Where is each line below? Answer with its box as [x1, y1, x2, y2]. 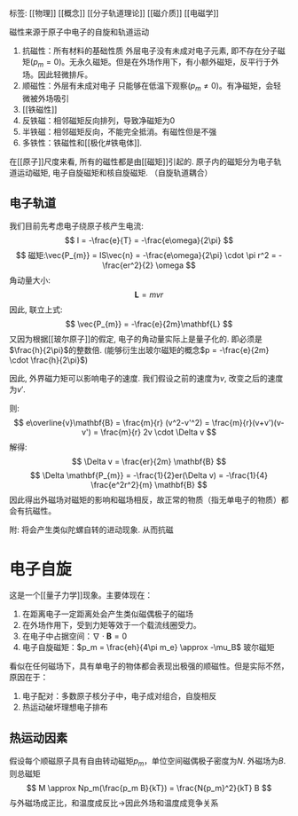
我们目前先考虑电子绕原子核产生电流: [9, 221, 145, 231]
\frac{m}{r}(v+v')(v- [211, 418, 285, 428]
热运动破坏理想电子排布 [21, 702, 108, 712]
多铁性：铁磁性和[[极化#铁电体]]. [21, 137, 143, 148]
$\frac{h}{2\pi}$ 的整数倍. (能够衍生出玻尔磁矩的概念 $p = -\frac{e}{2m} [9, 345, 270, 356]
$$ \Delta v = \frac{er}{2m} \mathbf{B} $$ [71, 456, 227, 467]
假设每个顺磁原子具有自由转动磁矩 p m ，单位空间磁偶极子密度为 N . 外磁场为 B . [9, 756, 286, 768]
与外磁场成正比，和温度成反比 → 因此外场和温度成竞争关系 [9, 797, 219, 808]
